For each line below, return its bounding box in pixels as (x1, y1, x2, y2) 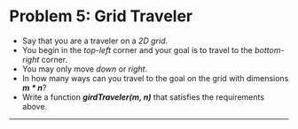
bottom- (254, 44, 285, 55)
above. (21, 101, 48, 111)
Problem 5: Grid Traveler (9, 6, 193, 27)
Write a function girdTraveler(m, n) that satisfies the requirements (21, 91, 264, 102)
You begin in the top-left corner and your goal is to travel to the (21, 44, 253, 55)
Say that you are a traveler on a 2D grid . (21, 35, 169, 46)
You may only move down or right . (21, 64, 148, 74)
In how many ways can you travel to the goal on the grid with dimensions (21, 72, 289, 83)
